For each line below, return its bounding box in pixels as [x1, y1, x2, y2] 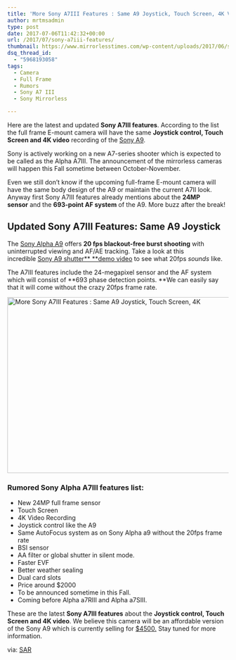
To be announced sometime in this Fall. [17, 588, 131, 597]
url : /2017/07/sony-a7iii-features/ [7, 37, 114, 44]
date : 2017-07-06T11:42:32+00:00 [7, 30, 105, 37]
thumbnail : [7, 43, 39, 50]
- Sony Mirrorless [13, 96, 68, 103]
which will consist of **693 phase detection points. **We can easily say [7, 275, 219, 284]
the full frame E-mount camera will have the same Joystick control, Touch [7, 128, 223, 137]
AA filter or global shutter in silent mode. [17, 551, 135, 559]
